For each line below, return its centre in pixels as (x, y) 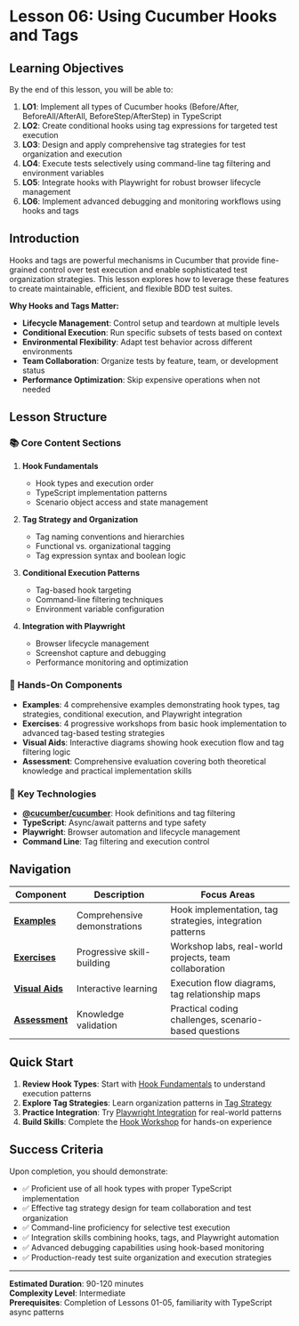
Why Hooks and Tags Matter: (64, 305)
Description (119, 894)
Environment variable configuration (100, 609)
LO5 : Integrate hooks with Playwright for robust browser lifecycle (141, 182)
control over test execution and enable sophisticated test (143, 270)
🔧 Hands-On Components (66, 685)
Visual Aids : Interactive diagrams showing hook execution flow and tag (153, 742)
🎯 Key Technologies (53, 794)
